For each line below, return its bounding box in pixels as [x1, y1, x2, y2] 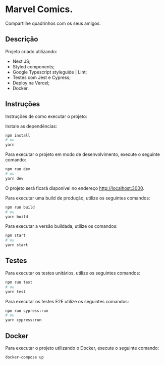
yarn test [5, 289, 26, 294]
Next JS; [12, 58, 31, 64]
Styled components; [12, 63, 55, 69]
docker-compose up [5, 354, 44, 360]
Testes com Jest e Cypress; [12, 74, 71, 80]
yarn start [5, 242, 28, 248]
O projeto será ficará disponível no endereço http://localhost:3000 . [5, 185, 145, 191]
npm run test [5, 279, 33, 285]
